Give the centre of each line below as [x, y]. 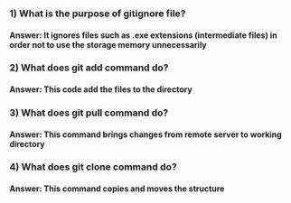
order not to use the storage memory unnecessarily [108, 44]
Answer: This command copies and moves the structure [117, 189]
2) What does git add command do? [89, 68]
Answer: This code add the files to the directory [101, 89]
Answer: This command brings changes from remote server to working [145, 134]
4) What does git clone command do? [94, 167]
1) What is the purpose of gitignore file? [98, 14]
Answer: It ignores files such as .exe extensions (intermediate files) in [143, 35]
